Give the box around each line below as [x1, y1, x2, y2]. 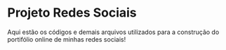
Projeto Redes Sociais [7, 5, 137, 21]
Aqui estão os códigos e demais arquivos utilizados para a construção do [7, 28, 220, 36]
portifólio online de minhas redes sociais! [7, 35, 126, 43]
